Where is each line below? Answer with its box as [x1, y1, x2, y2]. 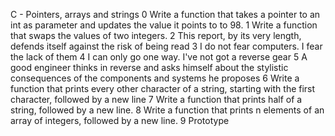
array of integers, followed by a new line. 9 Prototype [10, 115, 230, 126]
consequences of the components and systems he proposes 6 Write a [10, 72, 300, 84]
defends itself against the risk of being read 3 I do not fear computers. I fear [10, 40, 323, 52]
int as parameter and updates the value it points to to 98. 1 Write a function [10, 19, 318, 31]
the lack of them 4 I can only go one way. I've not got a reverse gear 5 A [10, 51, 308, 63]
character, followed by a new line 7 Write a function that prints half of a [10, 94, 303, 105]
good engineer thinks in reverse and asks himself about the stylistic [10, 62, 289, 73]
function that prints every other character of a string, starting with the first [10, 83, 316, 94]
